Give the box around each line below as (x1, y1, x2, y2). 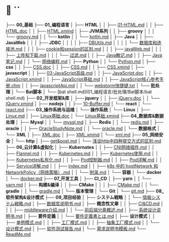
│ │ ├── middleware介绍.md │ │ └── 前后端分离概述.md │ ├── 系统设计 (6, 206, 157, 212)
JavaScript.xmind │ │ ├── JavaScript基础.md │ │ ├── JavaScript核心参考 (6, 76, 159, 82)
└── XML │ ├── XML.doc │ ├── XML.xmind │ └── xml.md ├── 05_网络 (6, 131, 159, 137)
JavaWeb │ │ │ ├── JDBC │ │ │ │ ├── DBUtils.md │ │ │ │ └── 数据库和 (6, 40, 157, 46)
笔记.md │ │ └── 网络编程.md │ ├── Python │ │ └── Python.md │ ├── (6, 58, 155, 64)
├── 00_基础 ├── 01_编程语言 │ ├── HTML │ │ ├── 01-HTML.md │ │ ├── (6, 22, 163, 28)
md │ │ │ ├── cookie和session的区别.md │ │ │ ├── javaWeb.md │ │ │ (16, 46, 162, 52)
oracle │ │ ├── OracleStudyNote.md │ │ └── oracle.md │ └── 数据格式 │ (6, 125, 160, 131)
